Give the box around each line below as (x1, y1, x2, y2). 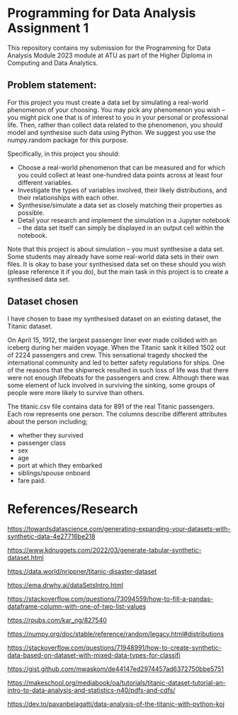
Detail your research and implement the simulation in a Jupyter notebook (17, 216, 230, 224)
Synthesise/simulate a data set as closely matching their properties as (17, 201, 222, 209)
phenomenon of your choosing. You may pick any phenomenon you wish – (7, 105, 225, 114)
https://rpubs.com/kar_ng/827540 (7, 616, 108, 624)
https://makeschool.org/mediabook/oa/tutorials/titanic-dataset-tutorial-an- (7, 678, 226, 687)
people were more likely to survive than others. (7, 388, 144, 397)
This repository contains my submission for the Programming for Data (7, 43, 211, 52)
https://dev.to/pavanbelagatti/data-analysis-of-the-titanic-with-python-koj (7, 699, 225, 708)
